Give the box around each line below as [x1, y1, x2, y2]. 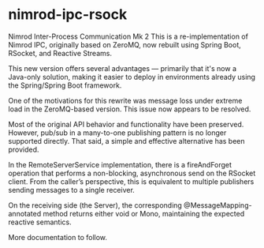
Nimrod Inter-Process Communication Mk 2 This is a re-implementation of [8, 32, 248, 41]
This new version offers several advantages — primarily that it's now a [8, 63, 236, 73]
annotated [8, 209, 42, 218]
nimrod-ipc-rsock [8, 6, 128, 24]
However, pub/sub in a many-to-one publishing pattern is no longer [8, 128, 227, 137]
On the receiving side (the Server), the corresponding [8, 200, 183, 210]
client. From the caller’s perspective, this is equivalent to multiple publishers [8, 176, 255, 186]
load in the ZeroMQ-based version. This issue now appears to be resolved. [8, 104, 251, 114]
